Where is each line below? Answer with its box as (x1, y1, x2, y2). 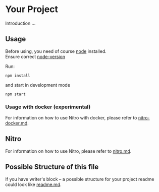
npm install (5, 73, 30, 78)
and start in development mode (5, 82, 71, 88)
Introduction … (5, 20, 36, 26)
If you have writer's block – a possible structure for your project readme (5, 176, 154, 182)
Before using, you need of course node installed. (5, 48, 107, 54)
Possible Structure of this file (5, 163, 99, 171)
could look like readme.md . (5, 181, 62, 187)
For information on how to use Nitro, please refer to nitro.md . (5, 148, 132, 154)
